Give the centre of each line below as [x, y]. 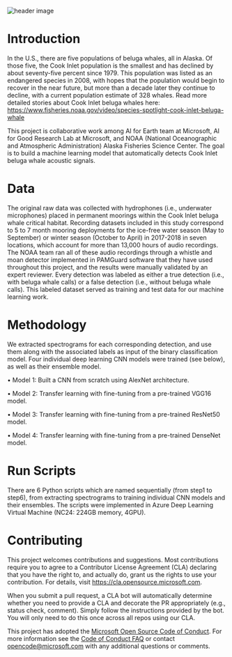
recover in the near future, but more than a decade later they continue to [111, 88]
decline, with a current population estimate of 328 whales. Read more [107, 95]
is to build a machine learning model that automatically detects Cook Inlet [113, 153]
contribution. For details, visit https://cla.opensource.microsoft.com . [105, 582]
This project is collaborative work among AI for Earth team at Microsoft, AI [114, 131]
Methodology [47, 325]
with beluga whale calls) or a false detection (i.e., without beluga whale [109, 281]
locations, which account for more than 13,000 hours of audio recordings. [113, 245]
